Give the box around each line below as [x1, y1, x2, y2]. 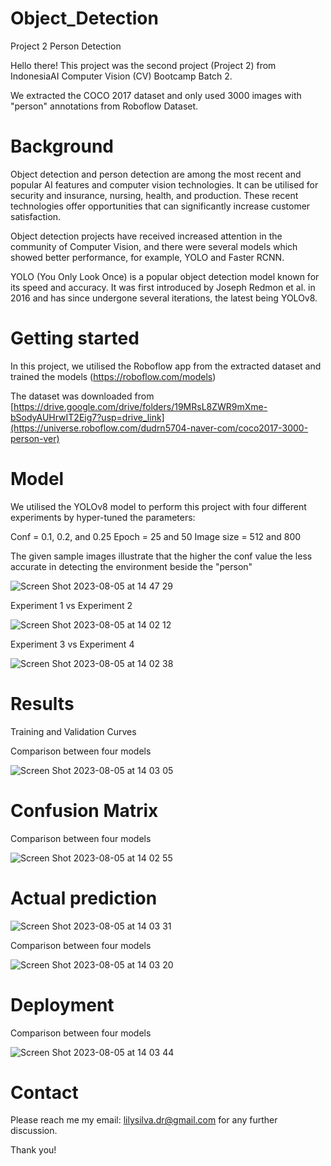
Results [10, 692, 75, 715]
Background [10, 135, 114, 158]
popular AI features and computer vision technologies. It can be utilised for [10, 178, 319, 191]
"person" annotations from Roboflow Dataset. [10, 100, 199, 112]
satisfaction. [10, 210, 62, 222]
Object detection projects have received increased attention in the [10, 230, 283, 242]
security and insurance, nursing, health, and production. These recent [10, 189, 299, 201]
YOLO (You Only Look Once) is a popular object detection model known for [10, 270, 320, 282]
